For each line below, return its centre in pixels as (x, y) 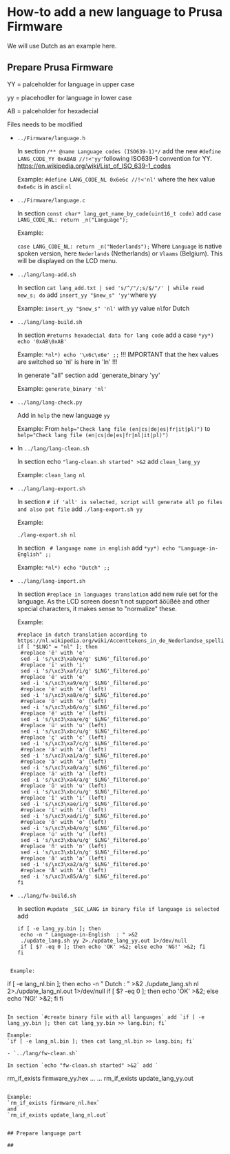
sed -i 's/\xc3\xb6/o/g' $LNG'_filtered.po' (85, 707)
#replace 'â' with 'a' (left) (64, 858)
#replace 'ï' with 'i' (53, 665)
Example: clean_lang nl (51, 474)
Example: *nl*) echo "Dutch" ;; (63, 567)
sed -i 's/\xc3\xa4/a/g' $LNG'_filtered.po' (85, 780)
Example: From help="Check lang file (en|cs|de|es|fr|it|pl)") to (114, 428)
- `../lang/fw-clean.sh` (43, 1053)
